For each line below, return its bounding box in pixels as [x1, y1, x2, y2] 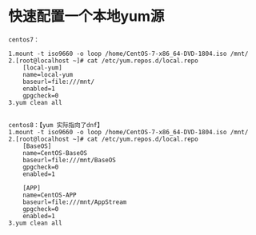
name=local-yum [22, 70, 74, 78]
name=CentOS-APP [22, 191, 78, 199]
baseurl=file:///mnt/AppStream [22, 197, 127, 206]
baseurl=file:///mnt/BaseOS [22, 156, 116, 164]
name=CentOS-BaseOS [22, 149, 88, 157]
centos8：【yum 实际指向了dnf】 [8, 121, 104, 129]
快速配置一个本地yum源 [8, 7, 165, 26]
